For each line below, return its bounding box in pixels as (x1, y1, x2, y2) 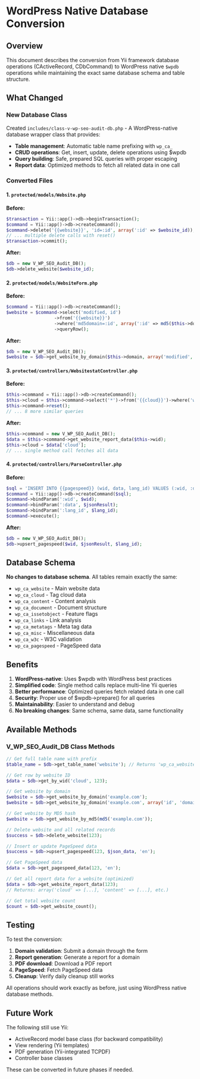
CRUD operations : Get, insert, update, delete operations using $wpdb (14, 148, 186, 156)
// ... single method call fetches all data (6, 447, 118, 454)
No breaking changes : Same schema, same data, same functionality (14, 707, 183, 714)
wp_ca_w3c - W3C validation (14, 635, 82, 643)
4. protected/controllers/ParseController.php (6, 460, 122, 467)
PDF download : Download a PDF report (14, 960, 112, 967)
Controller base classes (14, 1054, 73, 1062)
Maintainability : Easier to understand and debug (14, 701, 135, 708)
